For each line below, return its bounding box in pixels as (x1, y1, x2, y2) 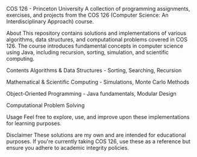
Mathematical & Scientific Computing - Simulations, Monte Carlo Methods (6, 78, 190, 85)
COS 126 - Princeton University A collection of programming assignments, (6, 5, 190, 12)
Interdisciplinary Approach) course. (6, 18, 95, 25)
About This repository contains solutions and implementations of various (6, 29, 187, 37)
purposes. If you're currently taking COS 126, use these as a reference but (6, 138, 191, 145)
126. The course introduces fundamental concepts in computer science (6, 42, 184, 49)
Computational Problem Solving (6, 102, 85, 109)
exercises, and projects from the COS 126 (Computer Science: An (6, 11, 169, 19)
